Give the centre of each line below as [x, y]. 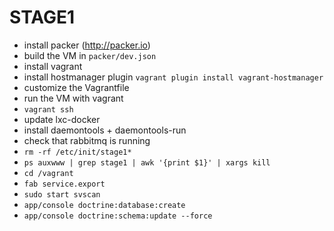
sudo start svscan [62, 194]
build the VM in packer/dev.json [90, 55]
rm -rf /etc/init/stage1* [77, 152]
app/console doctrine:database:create [104, 205]
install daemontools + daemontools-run [105, 130]
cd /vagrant [48, 173]
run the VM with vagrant [73, 98]
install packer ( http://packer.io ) [87, 45]
